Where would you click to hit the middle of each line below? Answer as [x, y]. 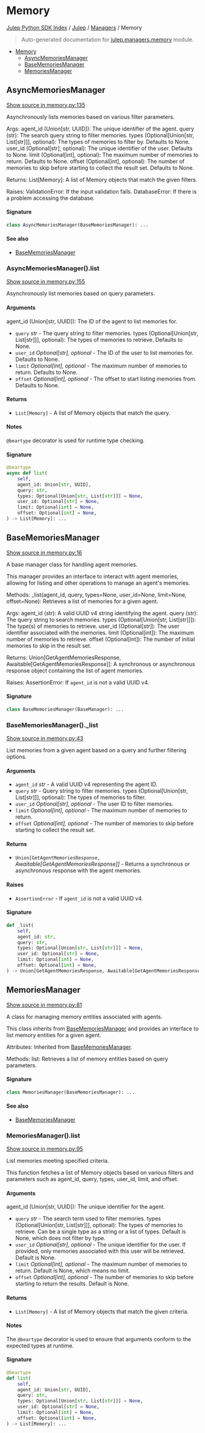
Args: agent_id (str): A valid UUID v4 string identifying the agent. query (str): [102, 613]
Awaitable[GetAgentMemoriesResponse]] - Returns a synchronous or [103, 864]
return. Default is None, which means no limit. [73, 1271]
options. [17, 757]
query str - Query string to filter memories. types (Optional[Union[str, [101, 791]
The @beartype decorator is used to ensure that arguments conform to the [99, 1339]
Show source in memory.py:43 [45, 738]
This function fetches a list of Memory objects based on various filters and [100, 1173]
